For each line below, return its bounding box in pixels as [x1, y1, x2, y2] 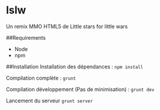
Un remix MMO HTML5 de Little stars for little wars [6, 23, 128, 30]
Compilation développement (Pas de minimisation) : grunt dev [6, 85, 155, 92]
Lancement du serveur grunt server [6, 97, 93, 104]
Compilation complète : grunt [6, 74, 76, 81]
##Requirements [6, 34, 46, 41]
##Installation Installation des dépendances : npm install [6, 63, 144, 70]
